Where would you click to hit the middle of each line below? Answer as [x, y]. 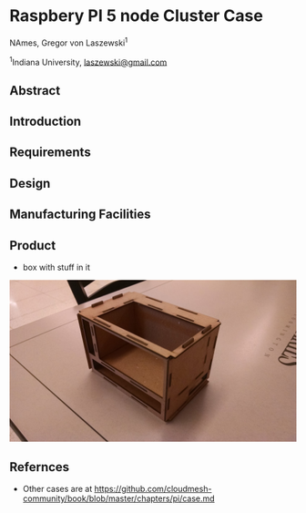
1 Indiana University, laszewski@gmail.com [88, 61]
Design [30, 183]
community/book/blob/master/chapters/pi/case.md [119, 498]
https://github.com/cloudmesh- [153, 489]
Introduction [46, 122]
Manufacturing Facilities [81, 215]
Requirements [50, 153]
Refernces [40, 467]
